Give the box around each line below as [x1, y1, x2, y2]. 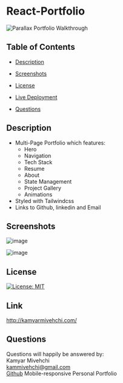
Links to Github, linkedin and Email [15, 204, 101, 211]
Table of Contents [6, 42, 76, 52]
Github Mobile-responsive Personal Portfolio [6, 370, 117, 377]
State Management [24, 178, 72, 185]
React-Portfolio [6, 4, 85, 18]
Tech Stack [24, 158, 53, 165]
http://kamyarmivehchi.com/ [6, 317, 77, 323]
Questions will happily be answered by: [6, 350, 104, 357]
